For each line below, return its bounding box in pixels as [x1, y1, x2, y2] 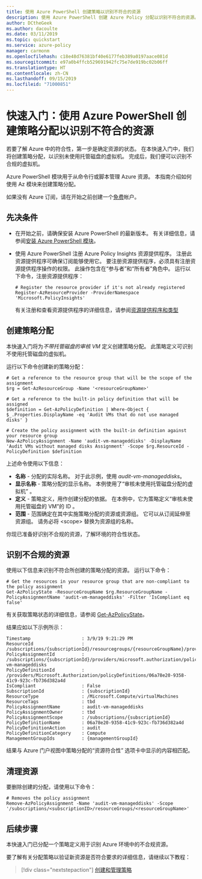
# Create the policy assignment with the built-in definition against [6, 427, 187, 433]
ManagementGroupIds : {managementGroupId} [6, 735, 138, 742]
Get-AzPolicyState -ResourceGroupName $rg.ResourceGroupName [6, 589, 163, 595]
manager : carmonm [6, 48, 50, 54]
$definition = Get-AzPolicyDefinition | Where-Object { [6, 406, 149, 412]
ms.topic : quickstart [6, 37, 61, 43]
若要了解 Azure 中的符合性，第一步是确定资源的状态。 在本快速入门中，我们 [6, 145, 194, 152]
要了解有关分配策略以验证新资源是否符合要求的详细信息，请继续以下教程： [6, 854, 191, 860]
